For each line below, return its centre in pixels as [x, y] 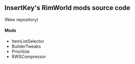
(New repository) [22, 19]
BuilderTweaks [26, 46]
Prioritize [21, 51]
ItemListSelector [28, 41]
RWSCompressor [29, 57]
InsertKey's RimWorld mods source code [67, 8]
